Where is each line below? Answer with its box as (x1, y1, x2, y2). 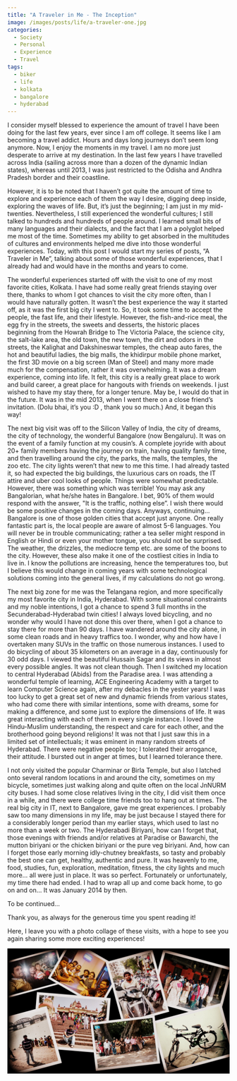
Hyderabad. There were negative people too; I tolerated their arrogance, (7, 745, 217, 754)
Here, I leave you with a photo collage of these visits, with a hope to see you (7, 927, 229, 936)
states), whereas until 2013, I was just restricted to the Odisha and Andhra (7, 166, 222, 174)
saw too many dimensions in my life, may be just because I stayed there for (7, 811, 226, 819)
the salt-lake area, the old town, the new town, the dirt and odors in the (7, 336, 214, 344)
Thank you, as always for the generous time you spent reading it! (7, 913, 196, 922)
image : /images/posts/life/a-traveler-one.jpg (7, 18, 147, 26)
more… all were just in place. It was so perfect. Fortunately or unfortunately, (7, 871, 228, 879)
